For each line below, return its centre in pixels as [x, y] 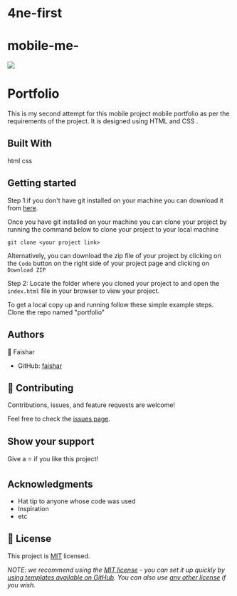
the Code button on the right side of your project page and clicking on [109, 263]
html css [20, 160]
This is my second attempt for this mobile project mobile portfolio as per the [118, 114]
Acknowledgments [51, 484]
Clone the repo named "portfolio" [56, 312]
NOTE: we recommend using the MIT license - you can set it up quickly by [116, 570]
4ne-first [35, 13]
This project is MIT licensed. [49, 556]
